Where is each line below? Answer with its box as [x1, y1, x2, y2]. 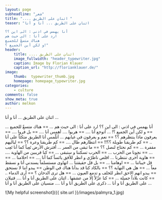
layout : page [5, 7, 31, 12]
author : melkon [5, 101, 36, 106]
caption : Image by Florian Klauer [14, 61, 83, 66]
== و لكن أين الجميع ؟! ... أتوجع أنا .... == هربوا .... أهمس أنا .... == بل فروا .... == [5, 129, 153, 135]
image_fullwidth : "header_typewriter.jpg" [14, 56, 101, 61]
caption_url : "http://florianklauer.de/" [14, 65, 98, 70]
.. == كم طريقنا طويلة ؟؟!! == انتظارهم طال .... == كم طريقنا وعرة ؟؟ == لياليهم [5, 139, 152, 145]
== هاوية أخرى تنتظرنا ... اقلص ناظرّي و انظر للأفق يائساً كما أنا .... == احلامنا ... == [5, 155, 155, 160]
